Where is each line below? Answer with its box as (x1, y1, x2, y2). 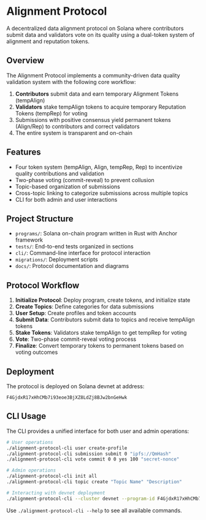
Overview (6, 55, 45, 66)
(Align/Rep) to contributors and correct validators (15, 123, 140, 130)
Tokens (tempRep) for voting (15, 109, 88, 117)
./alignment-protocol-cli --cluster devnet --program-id (6, 495, 155, 502)
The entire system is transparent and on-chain (15, 129, 133, 136)
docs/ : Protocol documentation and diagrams (15, 262, 129, 270)
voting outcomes (15, 348, 58, 356)
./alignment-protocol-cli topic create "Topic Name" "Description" (6, 479, 183, 485)
